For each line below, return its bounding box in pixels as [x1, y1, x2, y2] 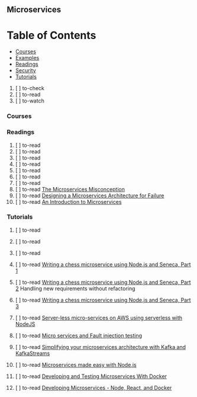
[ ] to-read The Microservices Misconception [15, 185, 125, 193]
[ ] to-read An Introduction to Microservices [15, 198, 122, 205]
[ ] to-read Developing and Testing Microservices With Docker [15, 373, 167, 380]
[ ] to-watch [15, 97, 45, 104]
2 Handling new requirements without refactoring [15, 284, 135, 292]
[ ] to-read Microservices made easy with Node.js [15, 361, 137, 368]
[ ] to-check [15, 85, 45, 92]
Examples [15, 55, 40, 62]
